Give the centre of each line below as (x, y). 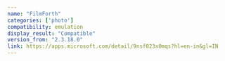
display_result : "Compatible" (52, 33)
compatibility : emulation (45, 27)
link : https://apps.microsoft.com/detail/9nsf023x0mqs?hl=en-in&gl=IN (113, 46)
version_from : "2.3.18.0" (45, 40)
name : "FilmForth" (34, 14)
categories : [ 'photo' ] (40, 20)
